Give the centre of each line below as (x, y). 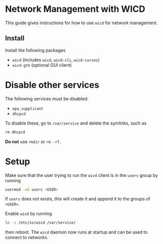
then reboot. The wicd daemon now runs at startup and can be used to (76, 232)
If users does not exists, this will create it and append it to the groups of (78, 199)
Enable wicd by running (29, 214)
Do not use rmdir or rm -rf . (33, 141)
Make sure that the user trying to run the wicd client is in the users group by (81, 175)
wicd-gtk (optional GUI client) (42, 65)
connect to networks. (27, 238)
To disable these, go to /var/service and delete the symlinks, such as (76, 123)
